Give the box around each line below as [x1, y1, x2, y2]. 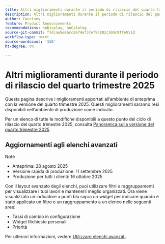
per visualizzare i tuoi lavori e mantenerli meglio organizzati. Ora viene [5, 188, 147, 194]
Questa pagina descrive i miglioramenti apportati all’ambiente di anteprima [5, 96, 156, 102]
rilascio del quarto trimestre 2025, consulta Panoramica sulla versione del [5, 121, 154, 127]
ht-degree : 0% [5, 44, 34, 49]
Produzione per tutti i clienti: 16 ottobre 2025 [12, 174, 103, 180]
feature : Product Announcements [5, 21, 71, 26]
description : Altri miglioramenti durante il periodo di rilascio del [5, 12, 153, 17]
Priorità [12, 224, 27, 230]
